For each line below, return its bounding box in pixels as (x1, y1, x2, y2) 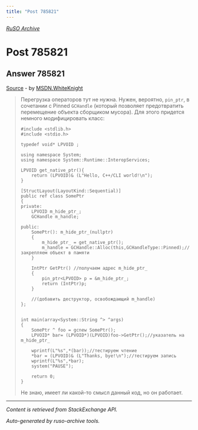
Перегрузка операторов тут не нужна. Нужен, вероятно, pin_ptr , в (20, 95, 190, 103)
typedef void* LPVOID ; (20, 141, 80, 147)
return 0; (31, 373, 55, 379)
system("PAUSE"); (31, 363, 74, 369)
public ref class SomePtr (20, 193, 84, 199)
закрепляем (20, 250, 48, 256)
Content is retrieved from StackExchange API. (6, 406, 118, 413)
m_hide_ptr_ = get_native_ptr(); (42, 239, 124, 245)
